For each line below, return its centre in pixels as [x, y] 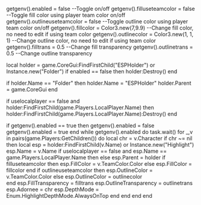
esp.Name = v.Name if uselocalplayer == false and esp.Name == [87, 151]
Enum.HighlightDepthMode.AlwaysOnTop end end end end [79, 196]
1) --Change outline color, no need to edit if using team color [81, 41]
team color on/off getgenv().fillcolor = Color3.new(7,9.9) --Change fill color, [100, 28]
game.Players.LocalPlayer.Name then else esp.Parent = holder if [86, 158]
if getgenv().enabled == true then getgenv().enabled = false [80, 125]
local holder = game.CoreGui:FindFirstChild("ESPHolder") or [81, 65]
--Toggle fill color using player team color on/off [66, 15]
